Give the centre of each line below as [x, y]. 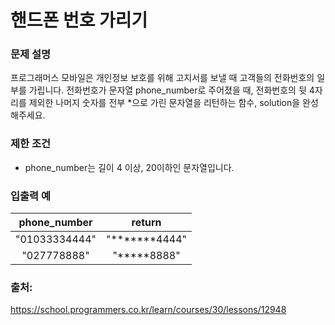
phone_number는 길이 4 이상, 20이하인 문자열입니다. [129, 167]
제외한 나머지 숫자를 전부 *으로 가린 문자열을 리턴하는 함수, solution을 [164, 103]
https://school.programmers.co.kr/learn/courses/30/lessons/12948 [148, 310]
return [146, 223]
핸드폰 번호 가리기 [79, 20]
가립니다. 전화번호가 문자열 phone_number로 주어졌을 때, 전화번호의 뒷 [167, 90]
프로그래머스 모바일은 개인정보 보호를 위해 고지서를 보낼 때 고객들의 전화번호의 [162, 78]
